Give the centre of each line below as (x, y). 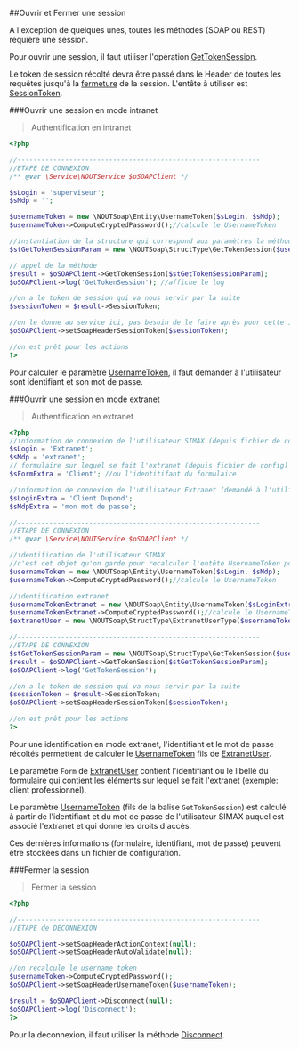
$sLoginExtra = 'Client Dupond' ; (71, 498)
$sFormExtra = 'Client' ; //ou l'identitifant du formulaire (123, 474)
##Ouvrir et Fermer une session (68, 13)
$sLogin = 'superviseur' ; (57, 192)
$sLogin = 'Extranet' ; (51, 449)
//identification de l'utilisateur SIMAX (87, 556)
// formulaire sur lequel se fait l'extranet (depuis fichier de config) (149, 466)
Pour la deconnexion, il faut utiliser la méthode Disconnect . (117, 1034)
